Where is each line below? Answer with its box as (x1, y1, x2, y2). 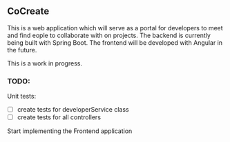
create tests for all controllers (17, 113, 102, 121)
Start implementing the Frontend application (7, 127, 133, 135)
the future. (7, 45, 37, 54)
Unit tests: (7, 92, 37, 101)
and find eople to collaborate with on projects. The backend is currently (7, 31, 211, 39)
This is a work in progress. (7, 59, 83, 68)
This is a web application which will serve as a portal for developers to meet (7, 23, 223, 32)
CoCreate (7, 6, 50, 17)
